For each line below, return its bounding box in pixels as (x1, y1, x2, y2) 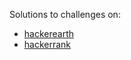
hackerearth (23, 28, 75, 39)
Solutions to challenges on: (9, 9, 121, 20)
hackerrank (23, 39, 72, 50)
